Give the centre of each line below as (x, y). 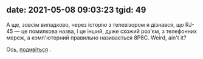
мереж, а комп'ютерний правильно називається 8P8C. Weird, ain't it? (96, 37)
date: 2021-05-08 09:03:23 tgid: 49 (76, 10)
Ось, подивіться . (29, 49)
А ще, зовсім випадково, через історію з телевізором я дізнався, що (95, 24)
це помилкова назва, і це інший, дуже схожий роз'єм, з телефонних (109, 31)
